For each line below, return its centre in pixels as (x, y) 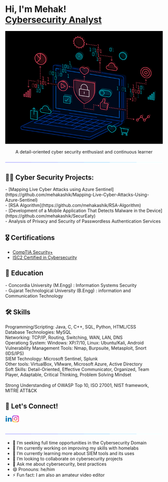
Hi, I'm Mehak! (36, 9)
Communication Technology (34, 295)
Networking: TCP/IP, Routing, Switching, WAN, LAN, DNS (64, 337)
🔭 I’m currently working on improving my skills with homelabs (75, 448)
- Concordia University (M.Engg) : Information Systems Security (71, 285)
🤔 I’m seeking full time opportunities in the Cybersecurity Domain (79, 443)
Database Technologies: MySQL (38, 332)
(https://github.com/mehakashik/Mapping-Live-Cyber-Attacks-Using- (77, 195)
